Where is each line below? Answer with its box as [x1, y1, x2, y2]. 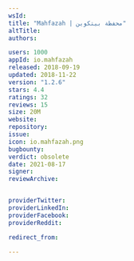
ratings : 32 [8, 93, 48, 101]
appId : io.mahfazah [8, 56, 73, 64]
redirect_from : [8, 233, 59, 241]
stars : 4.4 [8, 86, 45, 94]
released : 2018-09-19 [8, 63, 81, 72]
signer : [8, 167, 34, 176]
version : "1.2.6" [8, 78, 66, 86]
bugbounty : [8, 145, 45, 153]
